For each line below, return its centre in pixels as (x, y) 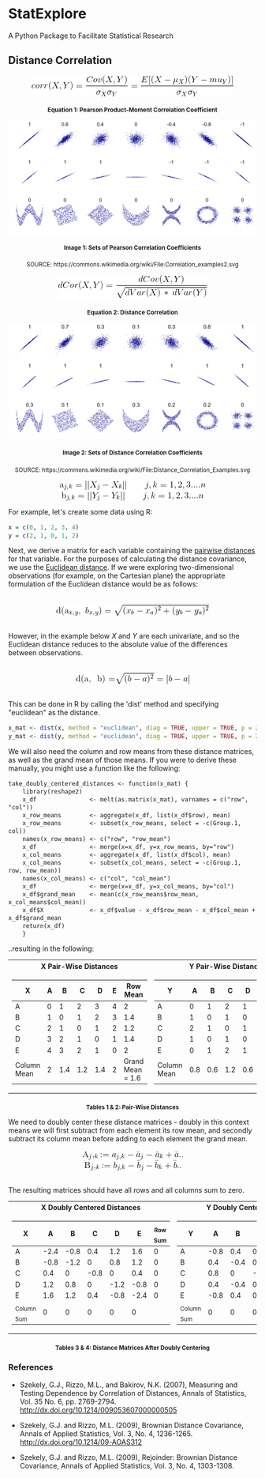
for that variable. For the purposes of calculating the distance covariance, (127, 559)
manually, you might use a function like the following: (94, 768)
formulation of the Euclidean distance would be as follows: (103, 584)
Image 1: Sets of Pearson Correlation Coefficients (132, 247)
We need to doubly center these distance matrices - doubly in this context (129, 1122)
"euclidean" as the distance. (54, 713)
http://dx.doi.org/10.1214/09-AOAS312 (81, 1442)
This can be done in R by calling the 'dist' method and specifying (114, 704)
